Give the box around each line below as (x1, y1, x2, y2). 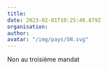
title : (7, 10, 26, 17)
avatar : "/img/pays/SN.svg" (7, 36, 89, 43)
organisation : (7, 23, 49, 30)
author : (7, 29, 30, 37)
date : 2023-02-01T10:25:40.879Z (7, 17, 101, 24)
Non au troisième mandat (7, 55, 80, 63)
